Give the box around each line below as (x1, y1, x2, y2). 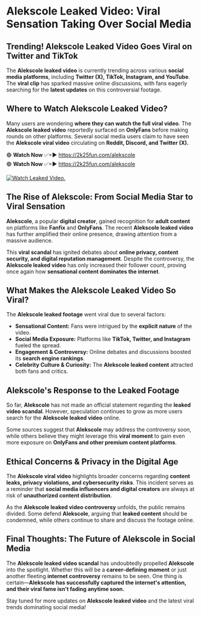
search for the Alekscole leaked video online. (6, 414, 121, 422)
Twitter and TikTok (6, 50, 78, 61)
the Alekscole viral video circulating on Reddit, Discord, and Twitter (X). (6, 139, 189, 146)
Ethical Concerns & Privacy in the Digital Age (6, 456, 179, 467)
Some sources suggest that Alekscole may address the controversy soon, (6, 426, 192, 433)
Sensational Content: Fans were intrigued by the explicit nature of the (15, 322, 193, 330)
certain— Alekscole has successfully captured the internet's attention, (6, 579, 186, 586)
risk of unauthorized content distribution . (6, 492, 112, 499)
